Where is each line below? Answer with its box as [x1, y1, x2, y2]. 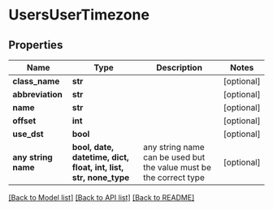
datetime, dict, [71, 152, 130, 163]
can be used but [143, 152, 206, 163]
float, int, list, [71, 162, 124, 173]
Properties [8, 38, 63, 52]
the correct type [143, 172, 205, 183]
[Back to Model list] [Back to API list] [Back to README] [8, 193, 195, 202]
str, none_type [71, 172, 130, 183]
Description [155, 62, 203, 73]
